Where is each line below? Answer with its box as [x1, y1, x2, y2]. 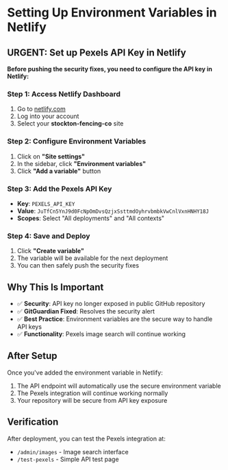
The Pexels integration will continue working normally [16, 389, 168, 397]
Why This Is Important [7, 281, 104, 293]
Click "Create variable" [16, 247, 84, 255]
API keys [16, 322, 42, 331]
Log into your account [16, 112, 79, 121]
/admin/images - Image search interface [16, 447, 129, 456]
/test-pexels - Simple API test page [16, 455, 119, 463]
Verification [7, 416, 59, 428]
